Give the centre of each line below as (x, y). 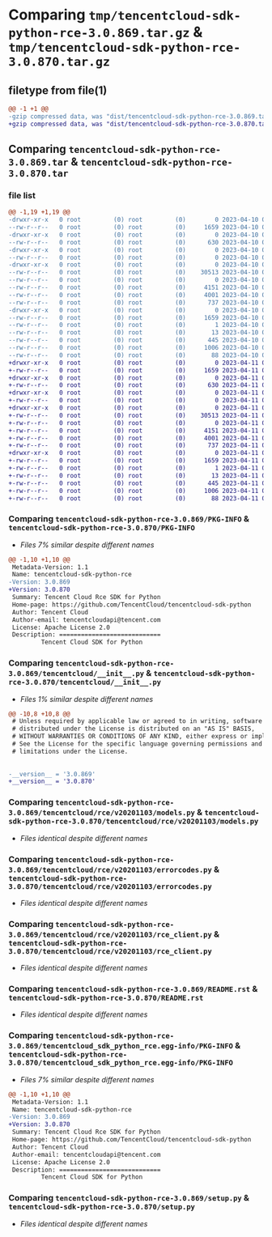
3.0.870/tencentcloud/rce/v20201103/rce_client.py (110, 951)
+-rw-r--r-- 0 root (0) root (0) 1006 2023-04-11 (134, 491)
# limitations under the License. (70, 751)
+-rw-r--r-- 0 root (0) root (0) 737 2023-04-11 (134, 446)
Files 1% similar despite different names (87, 699)
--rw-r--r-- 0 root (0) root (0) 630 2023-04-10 (134, 242)
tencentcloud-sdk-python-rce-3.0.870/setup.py (102, 1207)
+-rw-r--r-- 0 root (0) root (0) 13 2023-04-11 (134, 475)
